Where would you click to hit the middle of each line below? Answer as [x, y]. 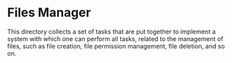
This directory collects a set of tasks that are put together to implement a [111, 32]
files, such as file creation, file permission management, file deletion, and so [116, 46]
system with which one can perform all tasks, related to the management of [115, 38]
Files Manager [49, 13]
